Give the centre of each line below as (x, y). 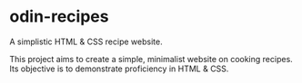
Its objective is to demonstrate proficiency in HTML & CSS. (119, 69)
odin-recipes (59, 17)
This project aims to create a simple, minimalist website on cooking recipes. (151, 59)
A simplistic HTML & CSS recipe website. (86, 41)
